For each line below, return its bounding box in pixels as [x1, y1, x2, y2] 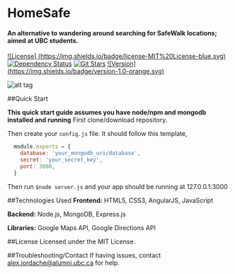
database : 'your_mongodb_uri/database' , [20, 150, 141, 157]
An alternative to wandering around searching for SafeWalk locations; [7, 28, 217, 37]
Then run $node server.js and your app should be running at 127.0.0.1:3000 [7, 182, 228, 190]
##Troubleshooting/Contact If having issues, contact [7, 251, 161, 259]
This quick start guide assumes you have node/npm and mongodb [7, 108, 207, 117]
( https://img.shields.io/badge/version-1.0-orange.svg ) [7, 67, 165, 76]
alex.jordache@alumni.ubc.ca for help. [7, 258, 120, 267]
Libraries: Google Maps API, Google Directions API [7, 223, 156, 232]
